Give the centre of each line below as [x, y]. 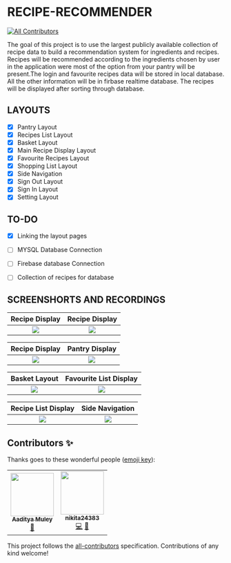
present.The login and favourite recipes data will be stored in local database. [116, 74]
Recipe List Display [42, 408]
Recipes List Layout [45, 135]
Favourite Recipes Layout [53, 158]
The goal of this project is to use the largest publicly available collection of [113, 44]
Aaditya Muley [32, 519]
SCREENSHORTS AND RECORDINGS [87, 299]
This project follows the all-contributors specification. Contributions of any [113, 546]
